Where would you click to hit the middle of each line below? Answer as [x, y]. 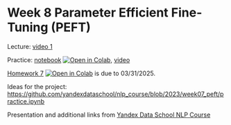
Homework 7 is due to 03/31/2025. [82, 73]
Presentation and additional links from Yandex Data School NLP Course [109, 115]
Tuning [28, 27]
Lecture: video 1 [30, 46]
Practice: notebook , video [69, 59]
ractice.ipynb [26, 101]
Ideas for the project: [37, 86]
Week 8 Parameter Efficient [88, 13]
